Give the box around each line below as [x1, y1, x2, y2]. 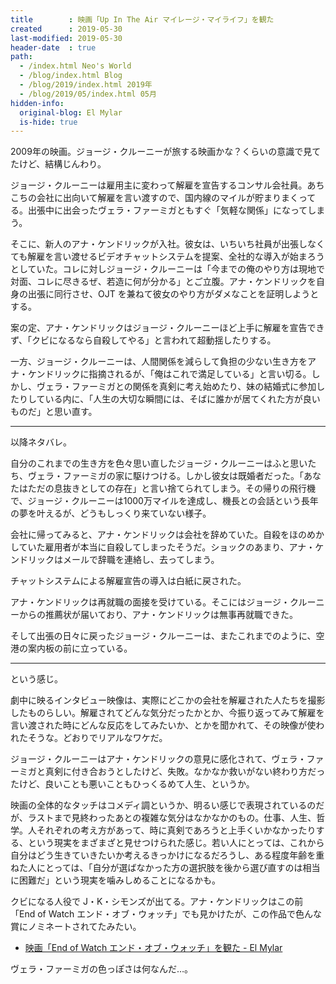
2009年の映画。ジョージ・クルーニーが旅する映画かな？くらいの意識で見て [10, 146, 322, 158]
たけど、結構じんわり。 [10, 158, 107, 170]
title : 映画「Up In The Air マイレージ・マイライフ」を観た [10, 14, 275, 25]
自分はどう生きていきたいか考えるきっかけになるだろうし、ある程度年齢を [10, 849, 317, 861]
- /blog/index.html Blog [19, 71, 123, 81]
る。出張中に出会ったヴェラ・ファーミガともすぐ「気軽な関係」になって [10, 204, 308, 216]
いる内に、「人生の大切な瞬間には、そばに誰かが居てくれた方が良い [44, 393, 321, 405]
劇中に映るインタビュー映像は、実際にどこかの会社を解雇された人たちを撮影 [10, 694, 326, 706]
